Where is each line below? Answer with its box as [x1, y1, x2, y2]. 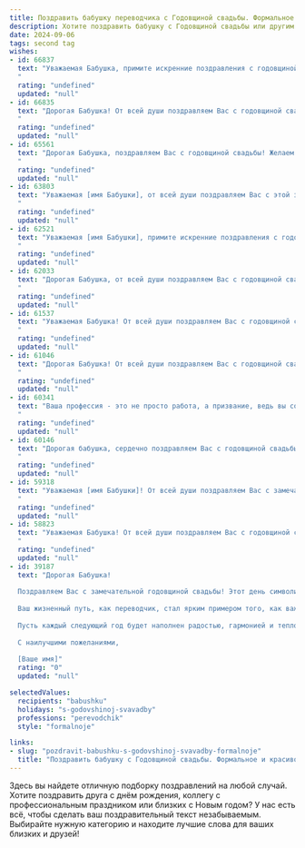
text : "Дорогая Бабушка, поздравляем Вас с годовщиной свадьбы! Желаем [17, 148, 295, 157]
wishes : [9, 47, 39, 56]
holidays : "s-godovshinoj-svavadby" [17, 705, 156, 714]
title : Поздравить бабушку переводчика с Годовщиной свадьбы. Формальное [9, 13, 295, 23]
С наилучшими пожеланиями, [17, 637, 120, 647]
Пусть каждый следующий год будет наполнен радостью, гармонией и [17, 621, 274, 630]
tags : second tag [9, 38, 75, 48]
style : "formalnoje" [17, 722, 95, 731]
